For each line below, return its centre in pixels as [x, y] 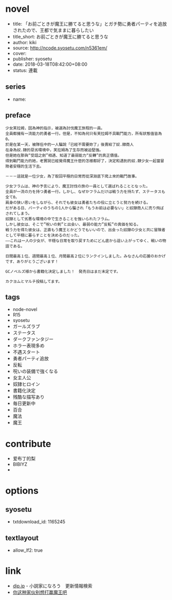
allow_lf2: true [28, 550]
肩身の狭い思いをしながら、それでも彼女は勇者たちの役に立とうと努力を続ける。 [78, 202]
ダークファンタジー [33, 339]
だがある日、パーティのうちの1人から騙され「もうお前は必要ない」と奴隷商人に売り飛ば [85, 208]
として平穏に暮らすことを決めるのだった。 [44, 235]
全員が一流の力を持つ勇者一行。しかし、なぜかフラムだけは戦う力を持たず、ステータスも [85, 191]
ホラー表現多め [28, 346]
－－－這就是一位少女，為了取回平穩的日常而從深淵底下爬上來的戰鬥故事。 [72, 176]
